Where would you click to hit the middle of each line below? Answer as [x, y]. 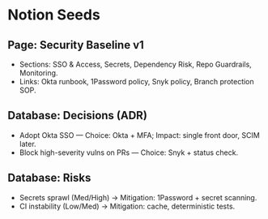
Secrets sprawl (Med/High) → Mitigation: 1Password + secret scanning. [138, 197]
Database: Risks [49, 178]
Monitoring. [38, 73]
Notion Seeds [54, 15]
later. [28, 144]
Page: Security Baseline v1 [76, 45]
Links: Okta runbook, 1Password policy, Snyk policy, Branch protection [136, 82]
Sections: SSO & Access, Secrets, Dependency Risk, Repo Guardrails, [135, 64]
